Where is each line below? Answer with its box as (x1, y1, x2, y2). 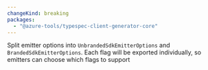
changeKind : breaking (7, 10, 69, 17)
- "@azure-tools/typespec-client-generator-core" (13, 22, 158, 29)
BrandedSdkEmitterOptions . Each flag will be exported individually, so (7, 48, 201, 56)
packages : (7, 16, 36, 23)
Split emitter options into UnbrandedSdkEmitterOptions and (7, 41, 170, 50)
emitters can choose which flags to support (7, 56, 130, 64)
